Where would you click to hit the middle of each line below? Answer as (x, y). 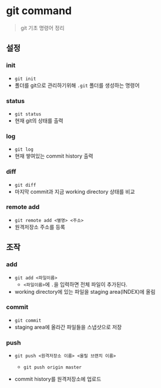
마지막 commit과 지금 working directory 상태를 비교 (75, 191)
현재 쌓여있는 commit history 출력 (54, 156)
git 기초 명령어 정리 (42, 28)
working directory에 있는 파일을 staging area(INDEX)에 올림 (85, 291)
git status (28, 114)
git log (24, 150)
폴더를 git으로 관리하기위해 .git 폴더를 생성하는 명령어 (77, 85)
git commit (28, 320)
